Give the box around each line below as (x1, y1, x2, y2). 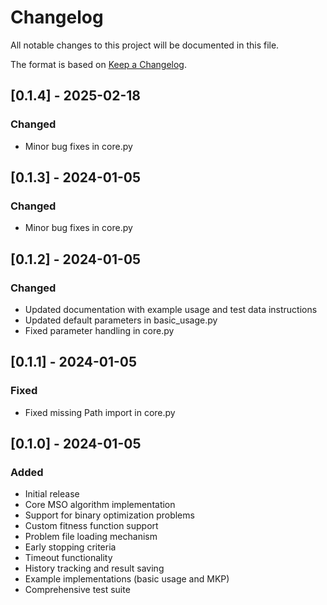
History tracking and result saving (24, 562, 165, 575)
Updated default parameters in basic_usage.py (24, 314, 218, 326)
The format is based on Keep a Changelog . (10, 58, 187, 70)
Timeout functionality (24, 552, 113, 564)
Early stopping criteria (24, 541, 117, 553)
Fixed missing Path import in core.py (24, 406, 176, 418)
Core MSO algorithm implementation (24, 499, 176, 511)
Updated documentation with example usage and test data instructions (24, 304, 318, 315)
